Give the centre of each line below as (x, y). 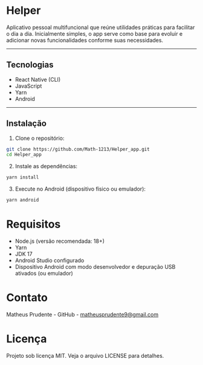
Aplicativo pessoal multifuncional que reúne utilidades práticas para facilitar (101, 27)
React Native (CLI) (38, 79)
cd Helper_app (24, 155)
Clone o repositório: (40, 138)
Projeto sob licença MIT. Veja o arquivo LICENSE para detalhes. (85, 355)
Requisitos (34, 224)
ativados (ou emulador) (44, 273)
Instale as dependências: (46, 166)
